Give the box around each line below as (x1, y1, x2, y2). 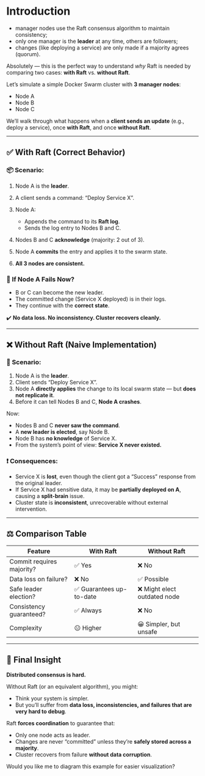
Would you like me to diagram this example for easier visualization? (6, 763, 175, 770)
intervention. (15, 505, 48, 513)
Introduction (6, 4, 71, 18)
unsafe (137, 628, 157, 636)
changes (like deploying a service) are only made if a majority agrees (15, 44, 189, 51)
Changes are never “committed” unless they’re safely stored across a (15, 738, 192, 745)
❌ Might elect (137, 585, 176, 593)
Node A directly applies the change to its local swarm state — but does (15, 385, 196, 392)
